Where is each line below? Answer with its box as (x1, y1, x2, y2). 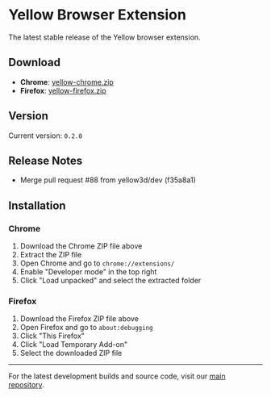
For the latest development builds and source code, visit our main (8, 371, 226, 381)
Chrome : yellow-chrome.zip (19, 77, 115, 86)
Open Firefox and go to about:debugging (19, 323, 153, 332)
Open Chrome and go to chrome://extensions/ (19, 258, 175, 268)
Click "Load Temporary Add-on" (19, 340, 127, 349)
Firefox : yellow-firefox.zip (19, 86, 106, 95)
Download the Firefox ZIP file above (19, 314, 140, 324)
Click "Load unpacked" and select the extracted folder (19, 276, 202, 286)
